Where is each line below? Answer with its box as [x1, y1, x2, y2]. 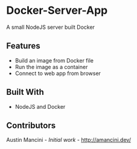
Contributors [6, 120, 56, 130]
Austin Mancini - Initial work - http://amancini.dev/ [6, 136, 132, 144]
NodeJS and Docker [14, 103, 66, 110]
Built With [6, 87, 44, 97]
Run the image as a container [14, 63, 88, 70]
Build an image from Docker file [14, 56, 94, 64]
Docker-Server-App [6, 4, 108, 17]
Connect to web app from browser [14, 70, 101, 77]
